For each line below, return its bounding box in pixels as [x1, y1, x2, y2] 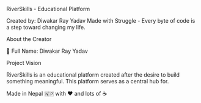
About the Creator [6, 36, 52, 42]
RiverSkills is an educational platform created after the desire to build [6, 71, 180, 78]
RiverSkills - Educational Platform [6, 6, 90, 12]
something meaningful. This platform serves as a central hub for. [6, 78, 169, 85]
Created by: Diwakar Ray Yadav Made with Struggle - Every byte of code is [6, 17, 196, 24]
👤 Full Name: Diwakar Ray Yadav [6, 47, 89, 55]
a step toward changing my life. [6, 24, 86, 31]
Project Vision [6, 59, 42, 66]
